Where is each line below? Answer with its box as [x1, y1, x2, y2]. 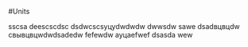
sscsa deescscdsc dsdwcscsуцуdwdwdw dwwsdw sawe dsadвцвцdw [8, 22, 240, 31]
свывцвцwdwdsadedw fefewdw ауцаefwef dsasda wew [8, 31, 193, 39]
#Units [8, 7, 30, 16]
